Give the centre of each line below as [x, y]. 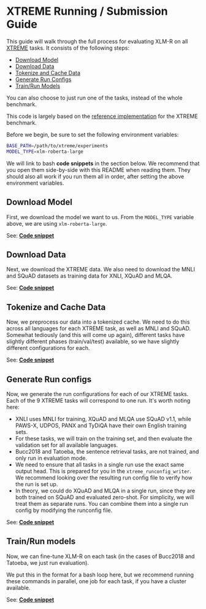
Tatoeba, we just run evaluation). [48, 562]
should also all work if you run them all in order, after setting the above [95, 176]
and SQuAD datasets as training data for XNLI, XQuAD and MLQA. [90, 276]
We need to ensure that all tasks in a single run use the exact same [100, 464]
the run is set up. [36, 484]
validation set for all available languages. [67, 445]
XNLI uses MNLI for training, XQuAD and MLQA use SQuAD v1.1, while [103, 419]
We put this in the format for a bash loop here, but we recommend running [100, 575]
